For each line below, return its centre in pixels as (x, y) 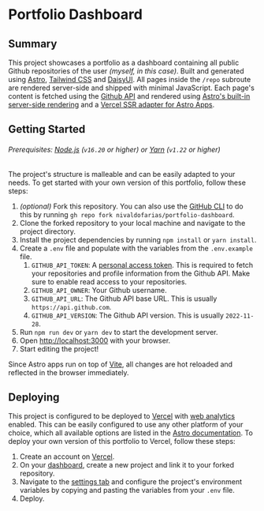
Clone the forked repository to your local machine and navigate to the (132, 223)
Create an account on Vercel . (67, 457)
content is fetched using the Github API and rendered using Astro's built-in (129, 96)
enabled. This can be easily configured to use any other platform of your (126, 425)
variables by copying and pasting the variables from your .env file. (127, 490)
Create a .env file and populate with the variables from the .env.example (136, 248)
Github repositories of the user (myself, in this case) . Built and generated (126, 71)
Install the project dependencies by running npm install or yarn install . (138, 239)
